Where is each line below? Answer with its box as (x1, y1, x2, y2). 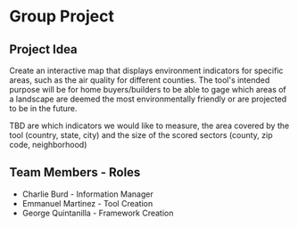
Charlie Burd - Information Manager (21, 189, 153, 199)
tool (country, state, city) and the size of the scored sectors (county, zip (9, 130, 273, 140)
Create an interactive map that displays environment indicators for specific (9, 65, 284, 76)
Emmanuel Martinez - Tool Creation (21, 198, 153, 208)
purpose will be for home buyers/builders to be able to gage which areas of (9, 85, 287, 94)
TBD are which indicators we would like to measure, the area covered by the (9, 120, 290, 131)
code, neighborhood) (9, 140, 87, 150)
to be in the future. (9, 103, 78, 113)
